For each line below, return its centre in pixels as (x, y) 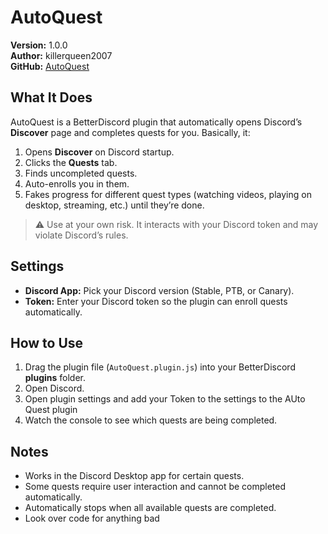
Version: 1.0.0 (39, 45)
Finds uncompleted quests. (81, 173)
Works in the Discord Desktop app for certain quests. (134, 476)
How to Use (47, 342)
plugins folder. (55, 378)
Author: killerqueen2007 (61, 55)
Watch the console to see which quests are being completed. (151, 420)
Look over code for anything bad (92, 518)
